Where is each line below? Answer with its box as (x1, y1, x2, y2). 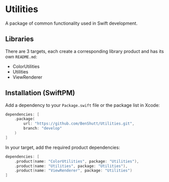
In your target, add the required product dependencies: (5, 144, 120, 150)
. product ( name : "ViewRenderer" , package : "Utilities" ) (14, 168, 133, 173)
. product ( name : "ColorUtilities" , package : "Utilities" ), (14, 159, 139, 164)
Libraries (5, 35, 34, 43)
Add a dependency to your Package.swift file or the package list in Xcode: (5, 102, 160, 108)
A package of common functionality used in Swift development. (5, 20, 138, 26)
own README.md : (5, 53, 37, 59)
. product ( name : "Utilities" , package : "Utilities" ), (14, 163, 128, 168)
